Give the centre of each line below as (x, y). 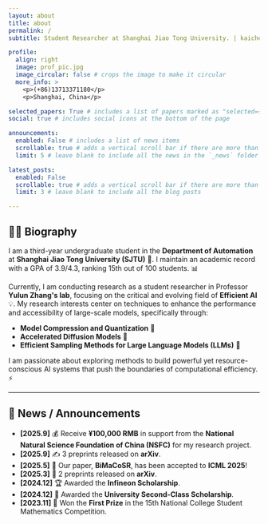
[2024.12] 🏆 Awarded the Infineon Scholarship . (100, 482)
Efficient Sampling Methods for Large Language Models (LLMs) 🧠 (130, 345)
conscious (25, 369)
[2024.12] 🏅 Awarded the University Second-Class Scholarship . (126, 494)
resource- (232, 360)
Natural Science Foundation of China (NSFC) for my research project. (136, 445)
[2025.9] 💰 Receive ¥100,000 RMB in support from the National (127, 433)
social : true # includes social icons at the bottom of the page (119, 119)
